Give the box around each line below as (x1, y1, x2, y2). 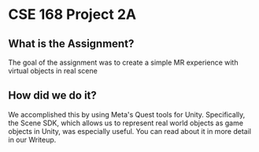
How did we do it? (8, 89, 97, 102)
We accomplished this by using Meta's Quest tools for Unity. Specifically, (8, 109, 246, 119)
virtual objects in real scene (8, 66, 98, 76)
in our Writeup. (8, 135, 57, 144)
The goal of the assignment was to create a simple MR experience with (8, 57, 239, 67)
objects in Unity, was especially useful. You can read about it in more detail (8, 126, 252, 135)
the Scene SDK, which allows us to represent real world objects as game (8, 118, 244, 128)
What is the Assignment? (8, 37, 135, 50)
